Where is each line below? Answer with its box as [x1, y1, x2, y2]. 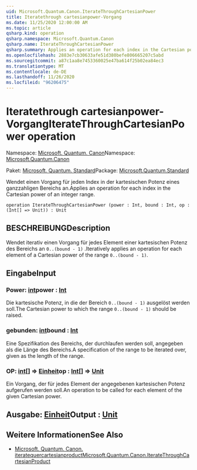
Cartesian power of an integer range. [6, 190, 96, 197]
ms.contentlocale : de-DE [6, 69, 67, 75]
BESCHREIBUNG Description [6, 223, 110, 233]
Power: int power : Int [6, 286, 67, 294]
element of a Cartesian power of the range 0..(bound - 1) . [6, 251, 148, 258]
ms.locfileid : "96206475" [6, 80, 69, 86]
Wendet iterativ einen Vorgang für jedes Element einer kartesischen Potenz [6, 239, 188, 246]
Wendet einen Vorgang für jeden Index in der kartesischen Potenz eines [6, 178, 180, 185]
